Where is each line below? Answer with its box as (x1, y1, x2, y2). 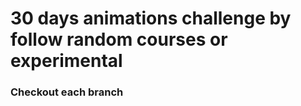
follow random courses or (10, 28, 228, 51)
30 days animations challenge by (10, 7, 292, 30)
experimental (10, 50, 123, 72)
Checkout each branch (10, 85, 124, 99)
